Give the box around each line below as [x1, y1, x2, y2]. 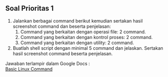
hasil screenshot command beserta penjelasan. [12, 50, 113, 56]
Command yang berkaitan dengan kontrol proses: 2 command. [20, 34, 153, 40]
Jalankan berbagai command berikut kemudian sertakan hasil [12, 17, 143, 24]
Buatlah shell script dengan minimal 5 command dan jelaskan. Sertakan [12, 45, 163, 51]
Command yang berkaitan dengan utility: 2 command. [20, 40, 134, 46]
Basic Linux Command [5, 66, 53, 72]
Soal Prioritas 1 [5, 4, 54, 13]
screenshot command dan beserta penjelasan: [12, 23, 111, 29]
